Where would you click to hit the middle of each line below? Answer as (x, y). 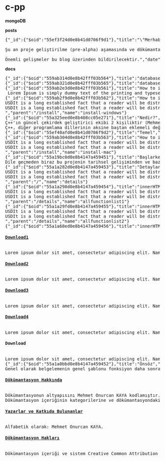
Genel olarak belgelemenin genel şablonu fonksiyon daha (75, 369)
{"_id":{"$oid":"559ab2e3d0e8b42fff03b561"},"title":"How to (80, 88)
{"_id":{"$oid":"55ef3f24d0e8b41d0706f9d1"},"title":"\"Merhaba (84, 39)
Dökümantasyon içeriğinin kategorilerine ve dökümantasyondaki (83, 400)
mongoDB (15, 21)
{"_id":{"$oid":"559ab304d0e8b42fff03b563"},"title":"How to (80, 137)
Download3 (17, 290)
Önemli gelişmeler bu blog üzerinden (51, 59)
